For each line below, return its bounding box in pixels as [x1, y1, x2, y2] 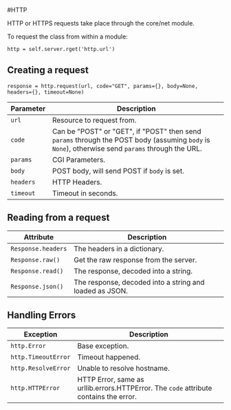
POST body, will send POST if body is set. [52, 166, 184, 175]
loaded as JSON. [73, 285, 129, 295]
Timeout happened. [77, 352, 141, 362]
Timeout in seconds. [52, 188, 118, 198]
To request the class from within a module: [7, 32, 129, 41]
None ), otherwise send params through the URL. [52, 144, 203, 153]
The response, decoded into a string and [73, 277, 205, 287]
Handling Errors [7, 310, 76, 321]
